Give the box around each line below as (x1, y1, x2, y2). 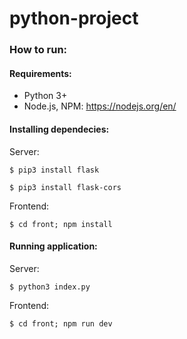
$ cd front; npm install (9, 219, 113, 229)
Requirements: (9, 67, 72, 79)
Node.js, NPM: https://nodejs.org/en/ (23, 100, 177, 112)
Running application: (9, 240, 98, 252)
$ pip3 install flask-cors (9, 182, 122, 192)
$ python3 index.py (9, 282, 91, 292)
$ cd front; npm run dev (9, 318, 113, 329)
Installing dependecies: (9, 123, 110, 135)
